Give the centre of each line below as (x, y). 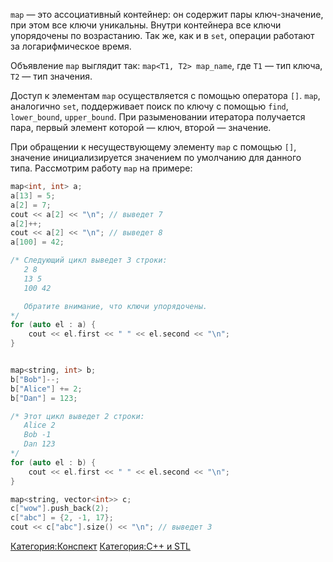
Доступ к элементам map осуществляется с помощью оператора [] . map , (165, 95)
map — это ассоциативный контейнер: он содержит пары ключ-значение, (167, 14)
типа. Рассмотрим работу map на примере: (101, 168)
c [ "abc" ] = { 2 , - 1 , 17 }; (62, 518)
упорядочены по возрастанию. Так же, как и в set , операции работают (162, 35)
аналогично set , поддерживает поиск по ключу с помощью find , (149, 106)
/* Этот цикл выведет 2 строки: (77, 416)
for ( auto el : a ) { (53, 325)
